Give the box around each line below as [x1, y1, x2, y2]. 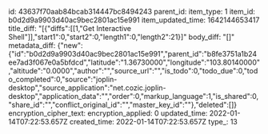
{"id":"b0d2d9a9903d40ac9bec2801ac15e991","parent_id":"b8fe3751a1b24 [8, 49, 258, 58]
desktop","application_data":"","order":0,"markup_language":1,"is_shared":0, [8, 92, 259, 100]
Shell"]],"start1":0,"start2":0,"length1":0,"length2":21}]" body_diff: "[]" [8, 32, 235, 41]
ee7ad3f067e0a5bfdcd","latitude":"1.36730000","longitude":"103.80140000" [8, 57, 260, 67]
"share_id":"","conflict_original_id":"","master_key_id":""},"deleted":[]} [8, 100, 238, 109]
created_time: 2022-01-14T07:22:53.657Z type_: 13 [69, 117, 238, 126]
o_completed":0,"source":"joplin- [8, 75, 118, 84]
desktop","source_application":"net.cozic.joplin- [8, 83, 166, 93]
